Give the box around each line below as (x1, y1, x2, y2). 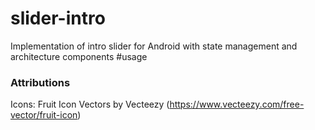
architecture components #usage (10, 50, 148, 62)
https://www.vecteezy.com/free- (169, 98, 305, 111)
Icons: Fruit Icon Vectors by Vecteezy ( (10, 98, 170, 111)
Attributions (10, 75, 71, 89)
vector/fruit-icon (10, 109, 78, 121)
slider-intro (10, 7, 106, 30)
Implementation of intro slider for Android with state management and (10, 40, 298, 52)
